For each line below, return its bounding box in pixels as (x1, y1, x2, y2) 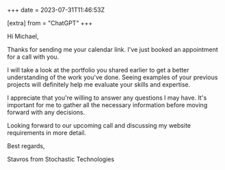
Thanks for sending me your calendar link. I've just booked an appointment (7, 46, 219, 53)
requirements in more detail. (7, 129, 87, 137)
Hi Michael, (7, 32, 39, 40)
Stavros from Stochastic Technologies (7, 155, 115, 163)
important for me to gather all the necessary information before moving (7, 101, 208, 109)
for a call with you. (7, 53, 59, 61)
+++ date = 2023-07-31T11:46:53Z (7, 6, 105, 14)
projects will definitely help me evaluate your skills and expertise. (7, 81, 191, 88)
